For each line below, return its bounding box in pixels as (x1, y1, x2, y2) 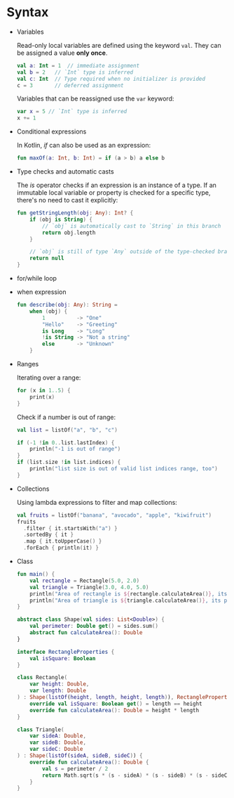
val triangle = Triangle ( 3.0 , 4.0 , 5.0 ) (29, 584, 149, 591)
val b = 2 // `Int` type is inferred (16, 68, 134, 76)
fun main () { (16, 571, 55, 578)
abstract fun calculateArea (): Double (29, 629, 143, 636)
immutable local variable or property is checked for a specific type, (16, 188, 211, 197)
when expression (16, 288, 67, 296)
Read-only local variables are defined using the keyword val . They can (16, 41, 221, 49)
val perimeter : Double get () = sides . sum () (29, 623, 159, 630)
